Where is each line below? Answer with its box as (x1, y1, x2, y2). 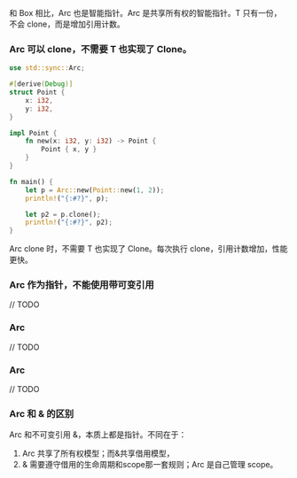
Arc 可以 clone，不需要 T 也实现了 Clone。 (9, 42, 192, 55)
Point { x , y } (41, 145, 98, 154)
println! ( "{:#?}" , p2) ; (25, 218, 113, 227)
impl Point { (9, 128, 58, 137)
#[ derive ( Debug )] (9, 80, 74, 89)
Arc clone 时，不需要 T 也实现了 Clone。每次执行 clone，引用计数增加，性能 (9, 243, 288, 254)
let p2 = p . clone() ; (25, 210, 101, 219)
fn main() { (9, 177, 53, 186)
